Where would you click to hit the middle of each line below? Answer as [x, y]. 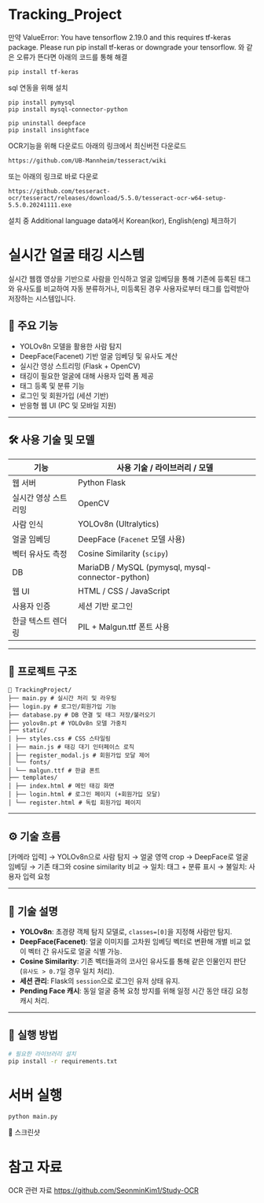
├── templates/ [33, 778]
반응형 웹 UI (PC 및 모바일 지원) [68, 405]
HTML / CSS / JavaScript [124, 590]
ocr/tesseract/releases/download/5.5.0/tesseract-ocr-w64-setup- [117, 198]
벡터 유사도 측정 [40, 553]
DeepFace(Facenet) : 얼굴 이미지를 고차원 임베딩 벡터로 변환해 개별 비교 [131, 941]
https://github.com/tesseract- [59, 191]
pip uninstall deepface [47, 123]
